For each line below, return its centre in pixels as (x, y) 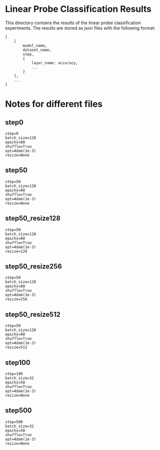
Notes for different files (54, 104)
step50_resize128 (33, 218)
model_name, (35, 45)
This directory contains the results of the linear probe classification (73, 23)
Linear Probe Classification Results (78, 9)
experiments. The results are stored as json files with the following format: (80, 28)
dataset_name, (37, 50)
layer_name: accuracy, (55, 63)
